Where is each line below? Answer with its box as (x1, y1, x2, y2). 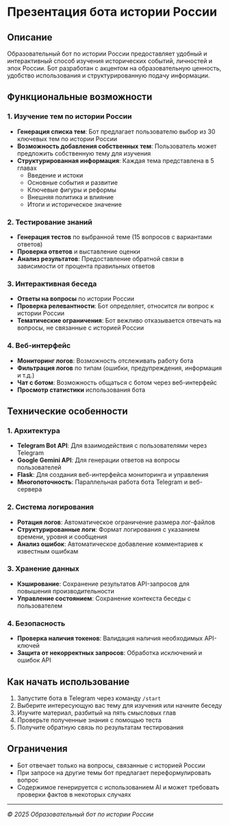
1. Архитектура (7, 426, 60, 435)
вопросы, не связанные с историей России (16, 323, 144, 332)
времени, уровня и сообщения (16, 532, 107, 541)
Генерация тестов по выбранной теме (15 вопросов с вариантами (16, 232, 212, 241)
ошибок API (16, 656, 51, 665)
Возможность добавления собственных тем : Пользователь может (16, 142, 217, 150)
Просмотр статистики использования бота (16, 385, 146, 394)
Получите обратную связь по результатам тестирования (16, 723, 183, 731)
